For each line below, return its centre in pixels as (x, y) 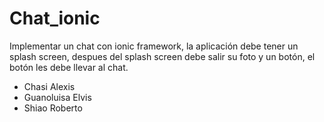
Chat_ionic (55, 18)
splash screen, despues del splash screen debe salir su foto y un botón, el (162, 56)
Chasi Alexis (49, 86)
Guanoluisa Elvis (57, 97)
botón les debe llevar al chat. (69, 67)
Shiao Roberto (53, 108)
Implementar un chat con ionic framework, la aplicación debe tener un (154, 46)
